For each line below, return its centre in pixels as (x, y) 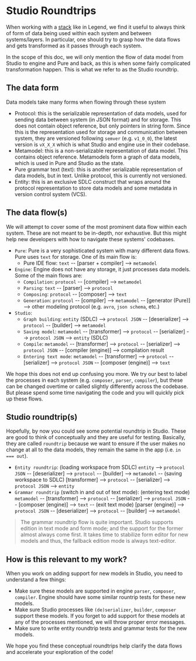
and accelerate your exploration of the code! (60, 652)
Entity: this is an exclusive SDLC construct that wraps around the (92, 181)
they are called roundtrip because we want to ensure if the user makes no (96, 444)
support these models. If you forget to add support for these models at (100, 616)
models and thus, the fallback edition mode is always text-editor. (98, 541)
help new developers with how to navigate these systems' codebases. (91, 239)
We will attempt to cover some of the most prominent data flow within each (97, 227)
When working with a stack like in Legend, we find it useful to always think (96, 27)
